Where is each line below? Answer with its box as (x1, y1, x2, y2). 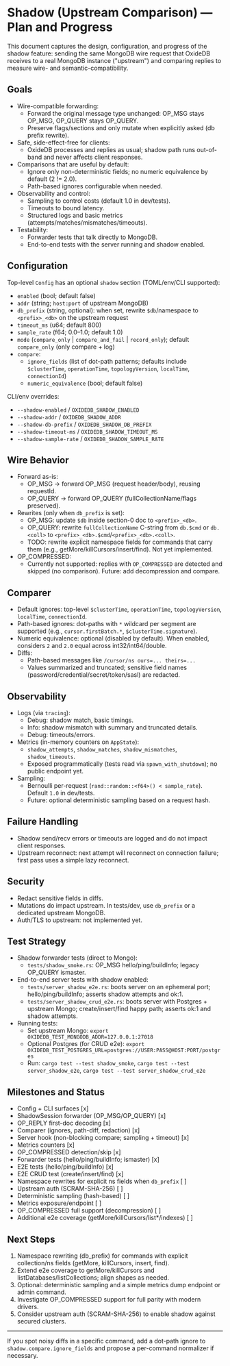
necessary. (7, 1352, 39, 1360)
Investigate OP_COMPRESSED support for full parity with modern (16, 1295, 201, 1304)
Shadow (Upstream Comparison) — (7, 5, 213, 21)
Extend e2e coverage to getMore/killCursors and (16, 1266, 155, 1275)
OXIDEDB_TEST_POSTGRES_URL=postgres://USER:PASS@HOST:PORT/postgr (27, 1047, 221, 1054)
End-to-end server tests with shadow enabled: (16, 976, 149, 984)
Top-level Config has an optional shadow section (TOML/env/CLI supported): (7, 278, 220, 286)
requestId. (27, 487, 57, 495)
